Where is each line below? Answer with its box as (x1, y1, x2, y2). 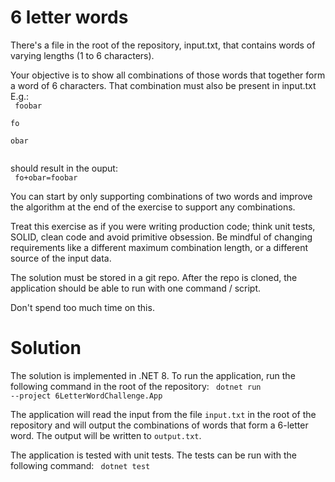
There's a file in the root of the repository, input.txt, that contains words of (10, 39, 316, 51)
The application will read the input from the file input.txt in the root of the (10, 408, 317, 420)
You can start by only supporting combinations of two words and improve (10, 190, 313, 202)
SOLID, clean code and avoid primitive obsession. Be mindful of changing (10, 231, 313, 243)
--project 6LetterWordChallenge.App (10, 391, 163, 401)
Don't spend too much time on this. (10, 301, 155, 313)
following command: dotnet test (10, 459, 151, 471)
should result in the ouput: (10, 162, 118, 174)
